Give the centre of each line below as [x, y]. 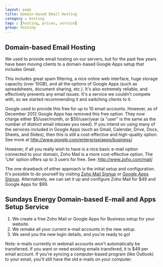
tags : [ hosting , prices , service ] [41, 23]
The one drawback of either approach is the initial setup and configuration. [80, 168]
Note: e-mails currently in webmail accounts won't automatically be [72, 244]
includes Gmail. [20, 69]
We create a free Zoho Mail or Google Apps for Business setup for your [83, 218]
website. [21, 224]
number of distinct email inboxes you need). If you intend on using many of [80, 124]
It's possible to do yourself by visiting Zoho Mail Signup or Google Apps [77, 174]
